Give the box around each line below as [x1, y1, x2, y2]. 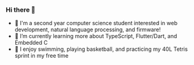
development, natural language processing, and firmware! [14, 26, 161, 33]
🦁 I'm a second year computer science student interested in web [14, 20, 178, 27]
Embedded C [14, 39, 48, 47]
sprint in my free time [14, 52, 69, 59]
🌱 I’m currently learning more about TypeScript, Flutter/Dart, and [14, 32, 177, 40]
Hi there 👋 [6, 6, 36, 14]
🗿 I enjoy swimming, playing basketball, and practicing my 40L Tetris [14, 45, 188, 53]
